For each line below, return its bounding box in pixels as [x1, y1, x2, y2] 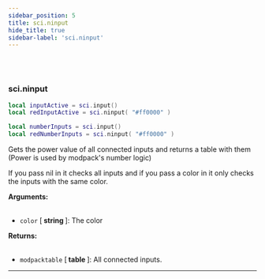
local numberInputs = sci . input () [8, 123, 122, 131]
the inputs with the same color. [8, 177, 109, 187]
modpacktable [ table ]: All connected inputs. [19, 254, 162, 265]
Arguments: [8, 192, 49, 202]
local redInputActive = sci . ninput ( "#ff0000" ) [8, 108, 171, 117]
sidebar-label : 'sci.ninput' [8, 33, 104, 42]
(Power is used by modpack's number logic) [8, 153, 152, 163]
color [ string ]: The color [19, 216, 103, 225]
